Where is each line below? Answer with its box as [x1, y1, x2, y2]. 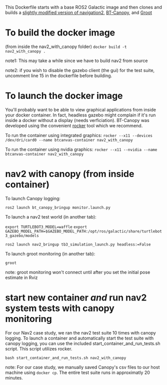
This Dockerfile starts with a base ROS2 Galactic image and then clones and [5, 4, 162, 10]
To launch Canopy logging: [5, 195, 61, 201]
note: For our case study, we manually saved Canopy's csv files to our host [5, 364, 160, 370]
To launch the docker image [5, 90, 123, 101]
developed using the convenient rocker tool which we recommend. [5, 122, 143, 128]
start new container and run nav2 [5, 292, 147, 303]
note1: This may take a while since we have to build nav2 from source [5, 57, 148, 63]
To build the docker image [5, 27, 115, 38]
